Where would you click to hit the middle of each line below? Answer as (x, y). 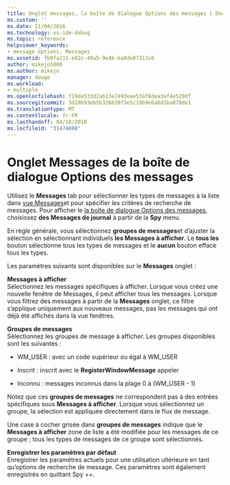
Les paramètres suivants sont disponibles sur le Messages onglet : (102, 266)
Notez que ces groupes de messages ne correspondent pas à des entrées (113, 397)
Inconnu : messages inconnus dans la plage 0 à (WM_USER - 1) (106, 383)
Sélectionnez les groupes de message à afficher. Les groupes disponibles (111, 336)
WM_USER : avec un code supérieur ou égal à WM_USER (97, 357)
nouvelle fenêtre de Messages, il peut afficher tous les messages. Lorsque (112, 294)
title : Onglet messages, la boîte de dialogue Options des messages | (110, 13)
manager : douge (29, 77)
